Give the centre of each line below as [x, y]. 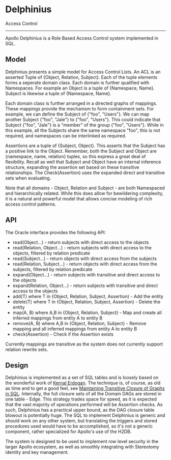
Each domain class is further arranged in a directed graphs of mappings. [81, 103]
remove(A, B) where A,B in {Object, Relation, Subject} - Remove [79, 323]
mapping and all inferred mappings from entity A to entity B [75, 329]
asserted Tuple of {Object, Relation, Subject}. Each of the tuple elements [81, 77]
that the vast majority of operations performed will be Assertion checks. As [84, 405]
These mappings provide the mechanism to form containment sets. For [80, 108]
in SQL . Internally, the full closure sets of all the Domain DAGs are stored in [83, 394]
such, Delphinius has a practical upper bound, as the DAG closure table [80, 410]
